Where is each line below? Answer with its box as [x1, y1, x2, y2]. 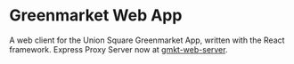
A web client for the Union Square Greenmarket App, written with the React [9, 35, 285, 45]
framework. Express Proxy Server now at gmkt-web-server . [9, 44, 228, 54]
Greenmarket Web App [9, 5, 183, 26]
